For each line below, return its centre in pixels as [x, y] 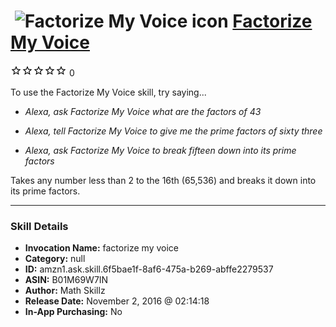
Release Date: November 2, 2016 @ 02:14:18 [117, 301]
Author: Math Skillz [65, 291]
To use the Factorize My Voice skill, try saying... [108, 92]
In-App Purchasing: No [73, 312]
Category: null [55, 259]
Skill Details [39, 226]
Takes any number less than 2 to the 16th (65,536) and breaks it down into [163, 180]
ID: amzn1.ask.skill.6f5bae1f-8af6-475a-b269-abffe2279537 [149, 269]
